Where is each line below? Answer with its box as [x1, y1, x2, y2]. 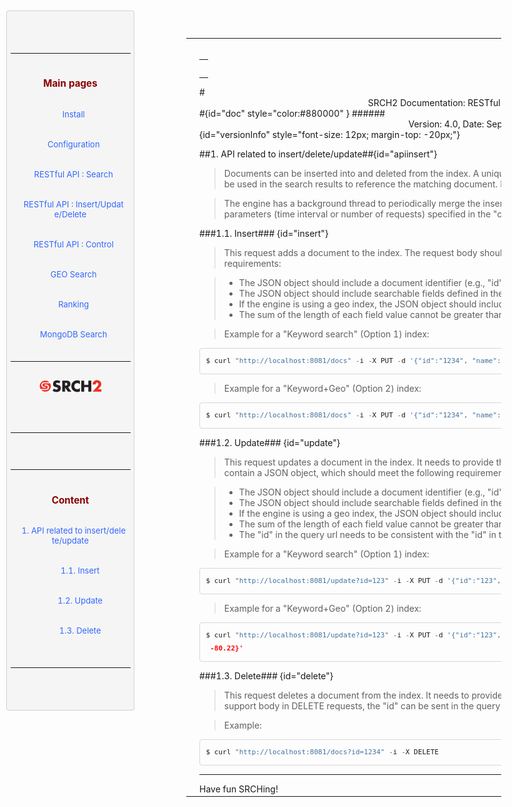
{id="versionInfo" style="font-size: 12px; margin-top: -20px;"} [199, 128, 461, 140]
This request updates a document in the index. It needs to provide [223, 456, 494, 468]
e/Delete [53, 208, 87, 220]
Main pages [43, 77, 98, 90]
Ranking [58, 298, 90, 310]
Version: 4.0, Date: [408, 118, 485, 130]
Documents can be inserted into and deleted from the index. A [223, 167, 480, 179]
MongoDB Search [39, 328, 108, 340]
